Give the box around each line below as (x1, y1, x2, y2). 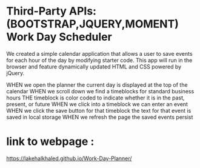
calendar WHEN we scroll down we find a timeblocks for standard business (6, 87, 195, 95)
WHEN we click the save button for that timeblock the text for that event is (6, 107, 192, 114)
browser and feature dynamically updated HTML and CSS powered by (6, 62, 182, 70)
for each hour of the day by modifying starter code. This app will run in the (6, 56, 193, 64)
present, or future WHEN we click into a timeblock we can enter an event (6, 100, 188, 107)
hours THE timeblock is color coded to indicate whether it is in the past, (6, 94, 185, 101)
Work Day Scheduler (6, 30, 112, 44)
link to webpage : (6, 135, 95, 149)
